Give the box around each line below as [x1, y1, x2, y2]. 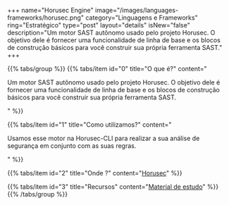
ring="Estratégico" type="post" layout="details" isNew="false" [7, 21, 190, 29]
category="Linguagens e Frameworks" [85, 13, 199, 22]
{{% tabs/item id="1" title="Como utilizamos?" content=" [7, 120, 172, 129]
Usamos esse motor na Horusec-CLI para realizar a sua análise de [7, 134, 200, 142]
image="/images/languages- [94, 6, 178, 14]
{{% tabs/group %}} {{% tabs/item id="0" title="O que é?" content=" [7, 65, 208, 73]
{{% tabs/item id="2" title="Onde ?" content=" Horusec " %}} [7, 169, 182, 177]
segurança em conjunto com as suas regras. [7, 142, 137, 150]
